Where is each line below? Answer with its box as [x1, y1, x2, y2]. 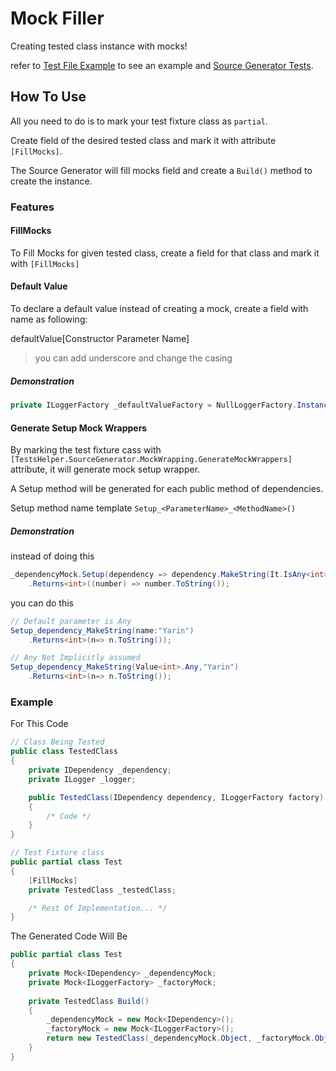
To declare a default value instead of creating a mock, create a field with [10, 303, 309, 315]
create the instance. [10, 175, 93, 187]
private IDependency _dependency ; [28, 765, 172, 776]
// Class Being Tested [10, 737, 105, 747]
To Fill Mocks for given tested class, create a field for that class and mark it [10, 247, 320, 259]
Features [10, 200, 55, 214]
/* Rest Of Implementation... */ [28, 903, 168, 913]
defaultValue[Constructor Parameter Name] [10, 333, 190, 345]
